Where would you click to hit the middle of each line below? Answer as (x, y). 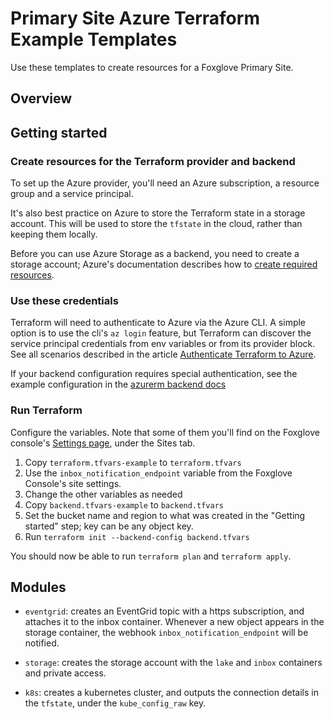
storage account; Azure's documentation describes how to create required (164, 264)
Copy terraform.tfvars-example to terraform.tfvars (133, 462)
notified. (42, 643)
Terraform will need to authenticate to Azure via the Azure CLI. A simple (158, 323)
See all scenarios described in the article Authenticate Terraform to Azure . (163, 354)
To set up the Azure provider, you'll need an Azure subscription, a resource (165, 183)
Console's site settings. (73, 483)
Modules (38, 587)
